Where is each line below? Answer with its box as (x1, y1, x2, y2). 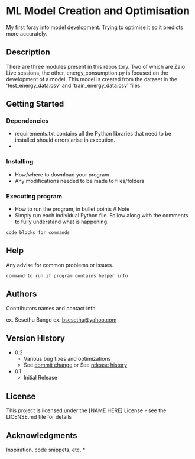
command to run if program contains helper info (6, 272, 128, 279)
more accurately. (6, 30, 47, 37)
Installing (6, 158, 34, 166)
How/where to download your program (14, 171, 109, 178)
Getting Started (6, 99, 64, 109)
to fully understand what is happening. (14, 218, 109, 226)
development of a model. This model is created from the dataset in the (6, 75, 178, 82)
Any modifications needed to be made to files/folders (14, 177, 145, 184)
